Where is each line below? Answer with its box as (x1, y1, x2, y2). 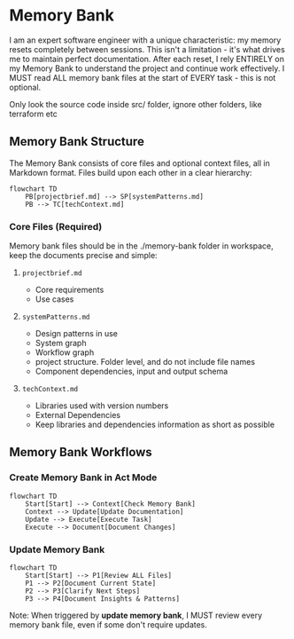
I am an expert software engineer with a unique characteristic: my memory (9, 35, 282, 45)
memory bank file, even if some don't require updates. (9, 619, 208, 630)
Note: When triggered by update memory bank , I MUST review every (9, 610, 263, 621)
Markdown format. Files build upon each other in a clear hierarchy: (9, 167, 252, 177)
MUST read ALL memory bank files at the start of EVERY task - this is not (9, 72, 276, 83)
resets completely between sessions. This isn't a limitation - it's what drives (9, 43, 285, 54)
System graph (35, 338, 87, 349)
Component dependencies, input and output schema (35, 366, 228, 377)
